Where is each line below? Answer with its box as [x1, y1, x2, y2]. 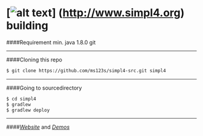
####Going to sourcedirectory [6, 84, 82, 91]
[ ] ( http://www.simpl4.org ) [6, 6, 185, 20]
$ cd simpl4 [6, 96, 36, 102]
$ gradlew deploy [6, 107, 50, 113]
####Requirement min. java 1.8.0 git [6, 39, 96, 46]
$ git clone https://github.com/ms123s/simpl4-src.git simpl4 [6, 67, 166, 73]
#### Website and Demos [6, 123, 70, 131]
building [6, 19, 48, 32]
